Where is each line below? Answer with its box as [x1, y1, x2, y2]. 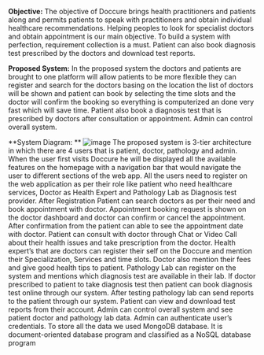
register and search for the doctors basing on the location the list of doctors [8, 80, 254, 90]
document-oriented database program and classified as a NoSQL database [8, 330, 251, 339]
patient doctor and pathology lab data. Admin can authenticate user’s [8, 313, 233, 322]
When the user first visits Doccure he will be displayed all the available [8, 154, 236, 164]
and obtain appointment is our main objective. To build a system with [8, 31, 231, 41]
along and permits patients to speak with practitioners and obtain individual [8, 15, 252, 24]
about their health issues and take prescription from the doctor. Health [8, 238, 236, 247]
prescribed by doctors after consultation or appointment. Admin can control [8, 114, 253, 123]
